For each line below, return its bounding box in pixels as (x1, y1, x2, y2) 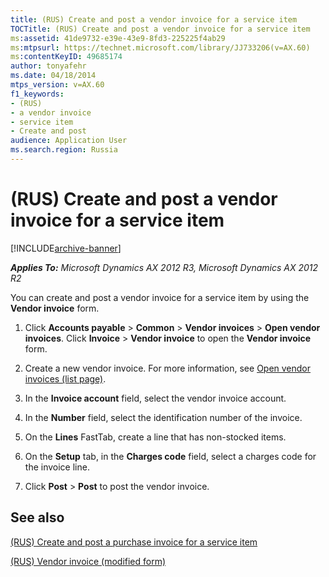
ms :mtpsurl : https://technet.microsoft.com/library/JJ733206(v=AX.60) (10, 42, 311, 53)
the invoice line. (24, 461, 90, 473)
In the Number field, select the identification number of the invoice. (24, 411, 303, 423)
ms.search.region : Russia (10, 145, 118, 155)
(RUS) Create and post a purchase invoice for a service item (10, 536, 258, 548)
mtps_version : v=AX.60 (10, 80, 105, 90)
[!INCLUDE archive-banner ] (10, 242, 122, 254)
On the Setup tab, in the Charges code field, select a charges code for (24, 450, 317, 462)
